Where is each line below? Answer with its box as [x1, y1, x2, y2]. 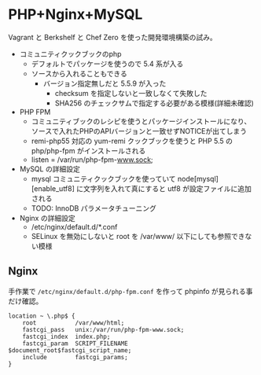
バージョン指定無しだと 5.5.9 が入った [42, 79, 167, 88]
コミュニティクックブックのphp [19, 49, 122, 58]
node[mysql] [177, 174, 219, 183]
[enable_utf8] [31, 183, 75, 193]
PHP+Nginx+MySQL [8, 6, 143, 24]
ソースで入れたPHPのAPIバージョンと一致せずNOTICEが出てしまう [31, 126, 248, 135]
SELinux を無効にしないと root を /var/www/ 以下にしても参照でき [31, 231, 245, 241]
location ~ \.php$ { [8, 312, 76, 320]
